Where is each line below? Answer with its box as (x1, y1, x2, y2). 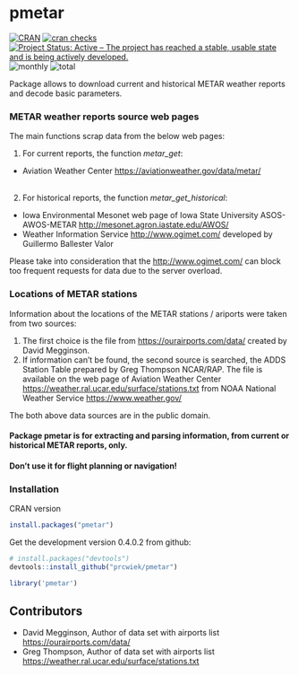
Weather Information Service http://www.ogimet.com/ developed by (21, 229, 273, 240)
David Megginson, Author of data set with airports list (21, 627, 220, 638)
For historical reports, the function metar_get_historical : (21, 192, 228, 204)
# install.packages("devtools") (9, 554, 130, 563)
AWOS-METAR (21, 219, 78, 231)
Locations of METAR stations (9, 288, 138, 301)
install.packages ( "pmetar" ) (9, 521, 115, 530)
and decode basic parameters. (9, 88, 123, 99)
